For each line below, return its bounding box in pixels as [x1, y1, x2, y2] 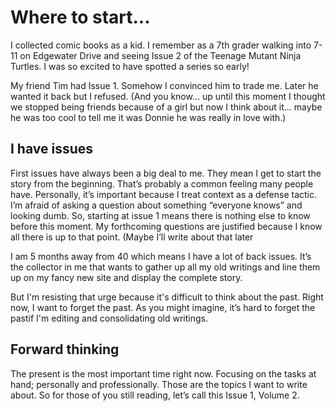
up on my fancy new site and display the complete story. [10, 271, 243, 283]
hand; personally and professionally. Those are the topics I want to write [10, 378, 308, 390]
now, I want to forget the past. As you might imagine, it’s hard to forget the [10, 301, 316, 313]
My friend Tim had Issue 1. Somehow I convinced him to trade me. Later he [10, 79, 319, 91]
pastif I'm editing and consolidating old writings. [10, 312, 208, 324]
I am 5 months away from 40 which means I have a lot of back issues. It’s [10, 250, 312, 262]
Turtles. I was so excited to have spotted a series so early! [10, 60, 250, 72]
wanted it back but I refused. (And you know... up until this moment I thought [10, 90, 326, 102]
